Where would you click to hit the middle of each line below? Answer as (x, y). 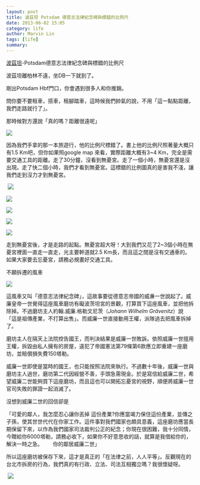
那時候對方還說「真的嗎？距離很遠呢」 (53, 121)
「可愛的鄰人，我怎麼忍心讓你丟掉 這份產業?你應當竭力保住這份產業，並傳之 (100, 414)
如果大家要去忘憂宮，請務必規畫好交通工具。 (61, 259)
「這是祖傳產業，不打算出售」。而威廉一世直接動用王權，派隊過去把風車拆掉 (99, 318)
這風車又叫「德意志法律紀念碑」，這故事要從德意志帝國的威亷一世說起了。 (96, 296)
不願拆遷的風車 (24, 272)
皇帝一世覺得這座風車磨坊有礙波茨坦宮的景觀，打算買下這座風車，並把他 (100, 303)
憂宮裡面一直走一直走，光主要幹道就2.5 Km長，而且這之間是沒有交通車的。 (98, 252)
